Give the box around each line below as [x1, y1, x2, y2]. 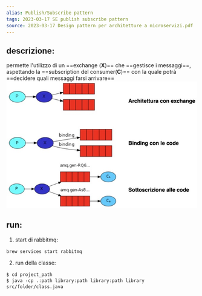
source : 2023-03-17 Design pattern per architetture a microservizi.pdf [6, 22, 194, 28]
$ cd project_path [6, 271, 53, 278]
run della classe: [15, 259, 56, 266]
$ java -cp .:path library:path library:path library [6, 277, 145, 284]
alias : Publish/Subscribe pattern [6, 10, 94, 16]
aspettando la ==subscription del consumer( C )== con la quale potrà [6, 68, 177, 76]
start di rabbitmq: [15, 236, 59, 243]
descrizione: [6, 45, 55, 56]
